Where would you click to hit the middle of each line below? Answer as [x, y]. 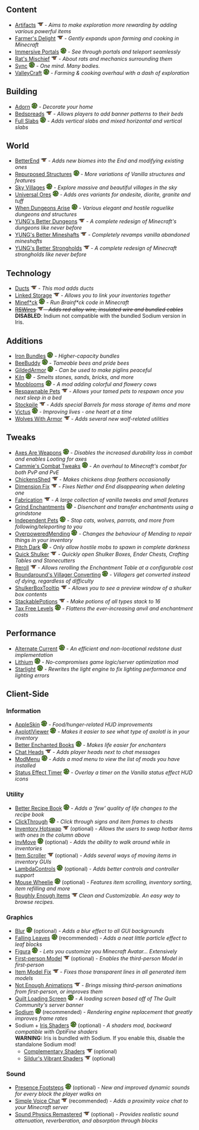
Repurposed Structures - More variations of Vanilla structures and [100, 174]
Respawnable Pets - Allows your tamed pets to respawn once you [99, 392]
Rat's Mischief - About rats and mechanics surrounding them [94, 58]
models [24, 978]
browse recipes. [34, 902]
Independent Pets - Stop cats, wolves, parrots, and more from [94, 520]
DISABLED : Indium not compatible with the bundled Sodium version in [100, 316]
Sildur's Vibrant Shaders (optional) [70, 1058]
